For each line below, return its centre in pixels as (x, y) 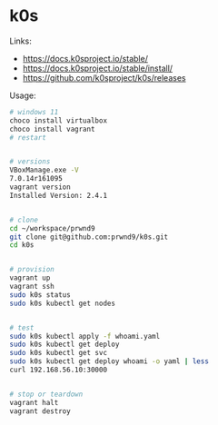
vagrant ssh (32, 287)
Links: (20, 41)
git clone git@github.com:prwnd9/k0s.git (89, 237)
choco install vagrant (52, 129)
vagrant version (40, 187)
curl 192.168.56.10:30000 (58, 370)
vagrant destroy (40, 411)
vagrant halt (34, 402)
